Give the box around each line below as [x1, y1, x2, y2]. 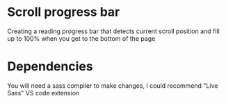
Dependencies [7, 59, 93, 75]
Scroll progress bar [7, 4, 120, 20]
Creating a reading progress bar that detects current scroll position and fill [7, 27, 220, 35]
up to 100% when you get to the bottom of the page [7, 34, 156, 42]
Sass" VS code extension [7, 88, 80, 97]
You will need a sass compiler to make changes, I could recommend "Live [7, 81, 218, 90]
